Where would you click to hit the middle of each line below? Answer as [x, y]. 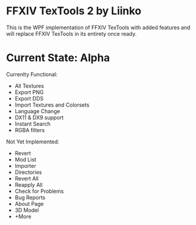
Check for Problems [39, 191]
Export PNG [29, 92]
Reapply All [29, 185]
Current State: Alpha [58, 58]
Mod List [26, 160]
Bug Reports [30, 197]
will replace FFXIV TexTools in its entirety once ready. [72, 33]
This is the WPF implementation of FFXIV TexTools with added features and [98, 27]
